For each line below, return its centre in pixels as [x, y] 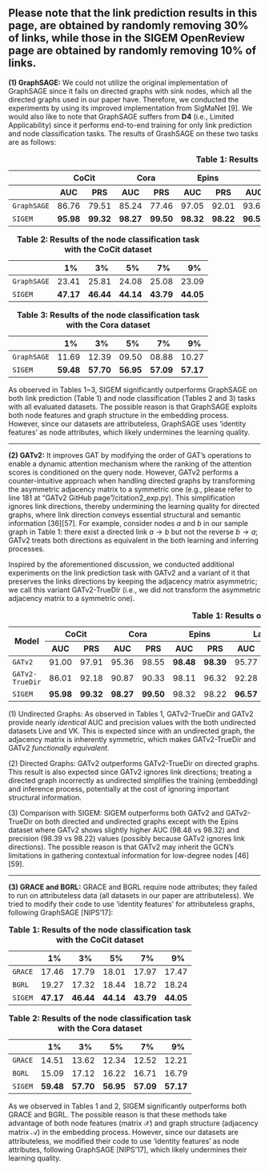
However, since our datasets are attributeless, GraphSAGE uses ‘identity [127, 423]
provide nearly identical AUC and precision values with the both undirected [132, 722]
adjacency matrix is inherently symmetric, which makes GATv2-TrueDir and [132, 739]
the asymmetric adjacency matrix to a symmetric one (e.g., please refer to [130, 489]
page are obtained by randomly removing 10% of [132, 51]
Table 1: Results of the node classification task [100, 929]
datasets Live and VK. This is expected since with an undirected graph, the [132, 731]
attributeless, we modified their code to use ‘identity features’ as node [124, 1141]
